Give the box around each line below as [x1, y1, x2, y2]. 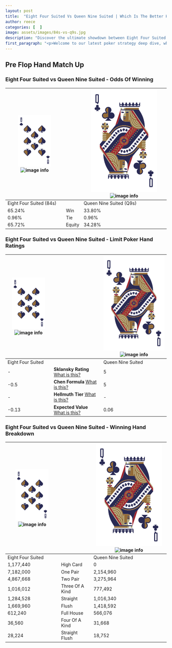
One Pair [61, 568, 79, 575]
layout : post [5, 8, 33, 13]
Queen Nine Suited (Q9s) [83, 200, 137, 207]
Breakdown [5, 430, 34, 437]
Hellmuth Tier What [53, 391, 96, 398]
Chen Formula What [53, 379, 97, 385]
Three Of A [61, 583, 84, 589]
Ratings [5, 242, 25, 249]
